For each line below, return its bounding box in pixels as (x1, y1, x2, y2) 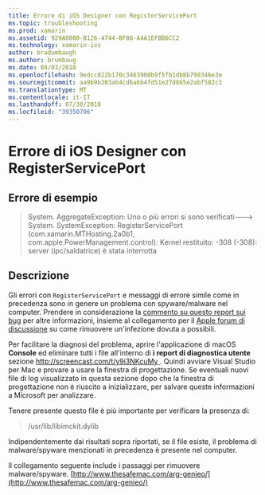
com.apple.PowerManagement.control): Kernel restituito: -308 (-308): (27, 238, 257, 247)
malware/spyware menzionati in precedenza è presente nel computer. (8, 445, 237, 454)
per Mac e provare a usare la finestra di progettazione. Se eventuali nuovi (8, 364, 249, 375)
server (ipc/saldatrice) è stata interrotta (27, 246, 158, 255)
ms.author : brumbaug (8, 57, 77, 65)
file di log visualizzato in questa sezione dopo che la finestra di (8, 373, 215, 383)
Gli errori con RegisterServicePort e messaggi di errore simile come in (8, 290, 240, 300)
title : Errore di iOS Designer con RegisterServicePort (8, 11, 197, 20)
